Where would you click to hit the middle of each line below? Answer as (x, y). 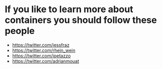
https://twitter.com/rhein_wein (44, 50)
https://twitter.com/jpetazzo (41, 56)
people (20, 31)
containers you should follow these (81, 20)
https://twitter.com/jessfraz (41, 45)
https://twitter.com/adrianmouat (46, 61)
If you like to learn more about (69, 9)
